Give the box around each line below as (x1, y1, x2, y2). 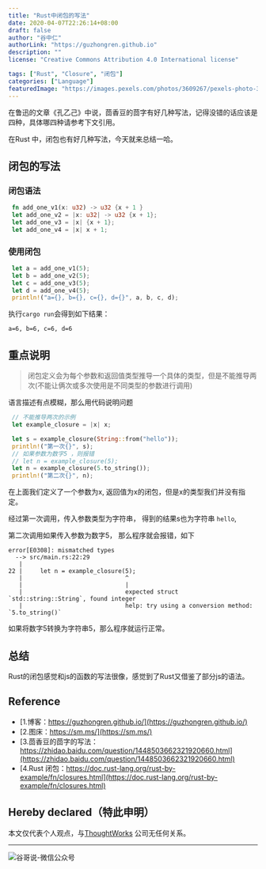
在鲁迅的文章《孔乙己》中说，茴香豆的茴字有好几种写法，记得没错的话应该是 (8, 108, 258, 117)
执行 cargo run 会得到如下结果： (8, 309, 110, 319)
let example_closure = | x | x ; (11, 421, 112, 429)
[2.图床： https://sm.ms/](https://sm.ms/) (19, 727, 153, 736)
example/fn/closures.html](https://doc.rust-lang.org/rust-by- (19, 772, 218, 782)
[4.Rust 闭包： (19, 763, 66, 772)
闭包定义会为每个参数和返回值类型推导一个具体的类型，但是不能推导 (27, 371, 250, 381)
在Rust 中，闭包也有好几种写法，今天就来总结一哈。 (8, 134, 178, 143)
